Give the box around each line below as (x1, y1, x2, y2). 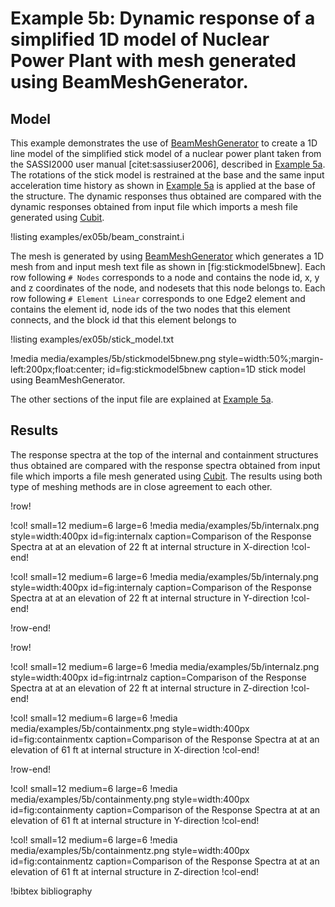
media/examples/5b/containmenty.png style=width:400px (10, 793, 250, 805)
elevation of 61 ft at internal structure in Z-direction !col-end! (10, 865, 260, 877)
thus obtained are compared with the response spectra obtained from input (10, 459, 321, 471)
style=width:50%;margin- (218, 353, 324, 364)
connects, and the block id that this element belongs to (10, 314, 237, 326)
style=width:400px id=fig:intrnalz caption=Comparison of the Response (10, 671, 307, 683)
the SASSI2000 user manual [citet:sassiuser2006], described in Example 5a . (10, 158, 326, 170)
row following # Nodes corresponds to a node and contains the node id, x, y (10, 272, 320, 283)
